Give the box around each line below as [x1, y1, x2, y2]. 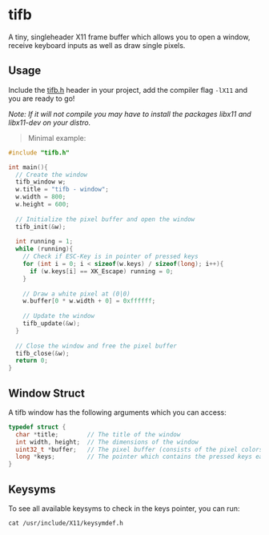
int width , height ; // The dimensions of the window [15, 438, 199, 446]
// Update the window [22, 312, 94, 320]
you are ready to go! [8, 94, 75, 103]
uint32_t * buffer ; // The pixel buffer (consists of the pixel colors [15, 445, 263, 453]
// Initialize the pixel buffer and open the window [15, 215, 195, 223]
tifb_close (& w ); [15, 349, 70, 357]
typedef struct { [8, 423, 66, 431]
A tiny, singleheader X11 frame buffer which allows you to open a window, [8, 32, 251, 42]
